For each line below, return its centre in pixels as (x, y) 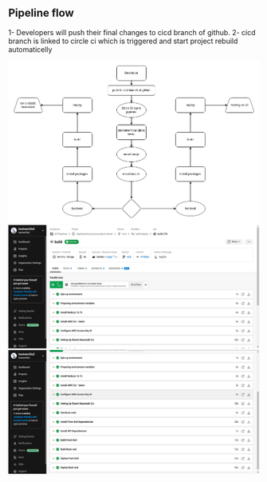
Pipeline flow (41, 13)
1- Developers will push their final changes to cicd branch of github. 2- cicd (132, 32)
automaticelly (30, 49)
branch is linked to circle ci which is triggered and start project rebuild (123, 41)
